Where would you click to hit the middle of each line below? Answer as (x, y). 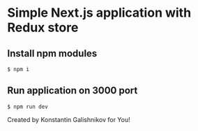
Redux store (43, 28)
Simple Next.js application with (99, 13)
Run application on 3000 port (73, 91)
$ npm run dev (28, 107)
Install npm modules (52, 53)
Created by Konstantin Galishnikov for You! (69, 119)
